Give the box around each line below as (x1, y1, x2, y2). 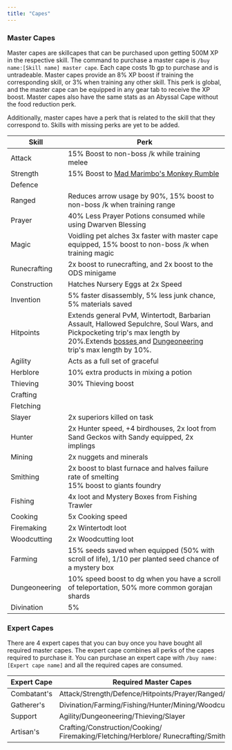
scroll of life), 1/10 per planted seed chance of (68, 554, 220, 563)
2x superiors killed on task (68, 412, 154, 422)
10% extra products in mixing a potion (68, 367, 192, 377)
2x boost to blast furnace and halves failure (68, 463, 209, 473)
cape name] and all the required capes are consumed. (32, 661, 183, 669)
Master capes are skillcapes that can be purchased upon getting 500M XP (7, 48, 219, 57)
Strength (10, 169, 39, 178)
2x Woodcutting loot (68, 534, 134, 543)
